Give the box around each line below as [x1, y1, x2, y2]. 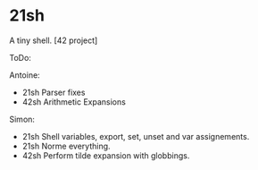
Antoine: [9, 69, 40, 81]
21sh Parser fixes [21, 87, 86, 98]
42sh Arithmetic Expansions [21, 96, 127, 107]
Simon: [9, 114, 36, 124]
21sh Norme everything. [21, 140, 111, 151]
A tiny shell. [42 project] [9, 35, 98, 46]
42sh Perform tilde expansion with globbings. [21, 149, 190, 161]
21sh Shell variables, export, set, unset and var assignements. [21, 131, 250, 141]
